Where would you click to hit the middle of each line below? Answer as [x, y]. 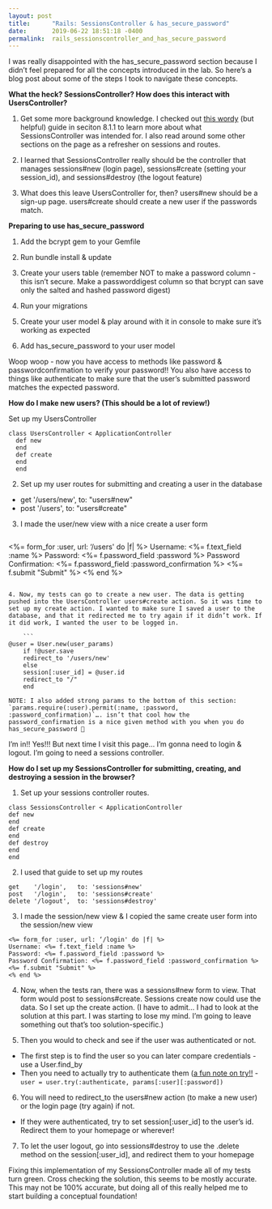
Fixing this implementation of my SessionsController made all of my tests [130, 1170]
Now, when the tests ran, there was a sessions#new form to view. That [138, 990]
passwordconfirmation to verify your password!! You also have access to [130, 370]
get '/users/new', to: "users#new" [76, 500]
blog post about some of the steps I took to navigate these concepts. [123, 79]
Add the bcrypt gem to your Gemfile [80, 242]
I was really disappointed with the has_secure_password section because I [133, 62]
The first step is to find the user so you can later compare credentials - [138, 1056]
